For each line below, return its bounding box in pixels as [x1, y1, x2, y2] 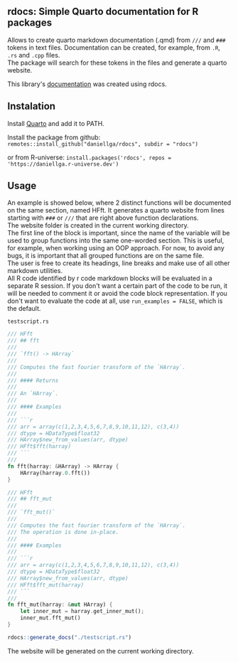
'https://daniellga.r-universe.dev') [7, 160, 119, 168]
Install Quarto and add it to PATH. [7, 119, 104, 127]
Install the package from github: [7, 133, 101, 142]
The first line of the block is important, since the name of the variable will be [7, 229, 230, 237]
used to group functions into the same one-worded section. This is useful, [7, 236, 225, 245]
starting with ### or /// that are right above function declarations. [7, 213, 199, 223]
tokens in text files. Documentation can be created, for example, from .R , [7, 43, 220, 52]
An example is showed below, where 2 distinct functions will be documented [7, 198, 232, 207]
